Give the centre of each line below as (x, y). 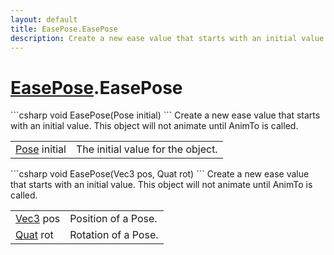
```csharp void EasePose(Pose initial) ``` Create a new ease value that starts (165, 115)
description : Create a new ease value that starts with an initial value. (169, 38)
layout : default (44, 19)
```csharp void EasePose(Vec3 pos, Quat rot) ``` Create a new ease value (160, 174)
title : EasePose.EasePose (64, 29)
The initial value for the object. (146, 149)
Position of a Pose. (113, 219)
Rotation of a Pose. (114, 235)
